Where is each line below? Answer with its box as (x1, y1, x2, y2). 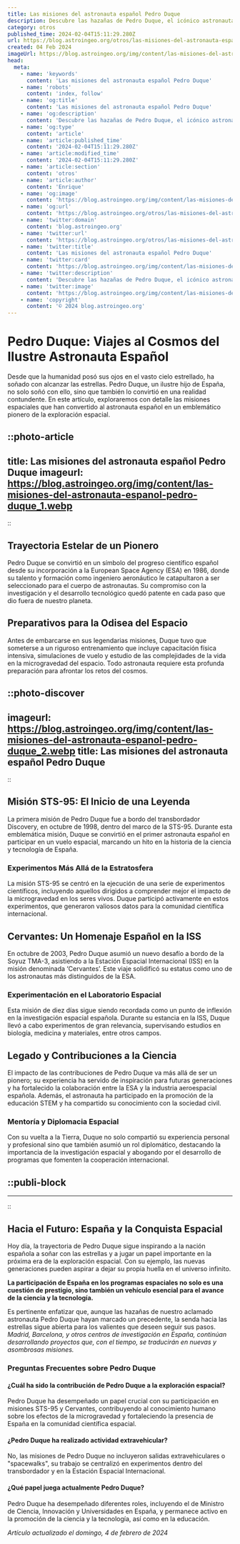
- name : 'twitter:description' (20, 269, 114, 277)
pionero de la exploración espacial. (7, 410, 111, 419)
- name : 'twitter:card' (20, 256, 91, 264)
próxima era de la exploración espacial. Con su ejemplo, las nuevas (7, 1257, 206, 1265)
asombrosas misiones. (7, 1345, 74, 1354)
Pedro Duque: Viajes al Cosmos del (7, 334, 220, 350)
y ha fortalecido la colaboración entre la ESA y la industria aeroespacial (7, 1084, 217, 1092)
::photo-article (7, 431, 74, 443)
